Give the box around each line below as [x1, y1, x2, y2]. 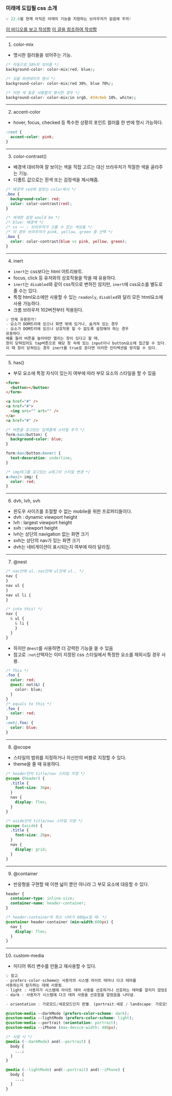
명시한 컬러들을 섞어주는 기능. [13, 52, 72, 58]
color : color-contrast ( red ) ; [10, 201, 72, 206]
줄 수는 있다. [13, 288, 38, 294]
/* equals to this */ [6, 701, 52, 707]
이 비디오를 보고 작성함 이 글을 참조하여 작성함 [6, 27, 97, 33]
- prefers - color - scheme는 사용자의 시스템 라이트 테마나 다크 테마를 [6, 978, 137, 983]
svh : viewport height [13, 525, 58, 531]
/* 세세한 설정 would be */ [6, 215, 60, 221]
